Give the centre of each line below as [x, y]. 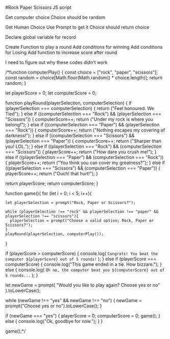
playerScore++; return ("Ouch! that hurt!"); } [52, 174]
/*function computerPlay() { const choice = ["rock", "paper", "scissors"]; [82, 72]
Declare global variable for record [41, 37]
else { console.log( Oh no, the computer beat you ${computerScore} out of [85, 270]
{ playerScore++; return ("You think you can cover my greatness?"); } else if [85, 163]
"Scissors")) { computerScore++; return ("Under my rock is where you [79, 119]
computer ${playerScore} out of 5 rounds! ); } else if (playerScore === [81, 259]
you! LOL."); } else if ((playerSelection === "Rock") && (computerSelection [83, 146]
